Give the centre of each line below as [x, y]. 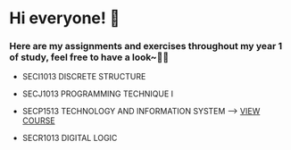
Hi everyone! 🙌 [65, 18]
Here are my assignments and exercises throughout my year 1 [146, 46]
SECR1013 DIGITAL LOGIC [70, 138]
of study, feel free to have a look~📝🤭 [89, 57]
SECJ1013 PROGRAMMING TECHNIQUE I [98, 94]
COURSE [38, 121]
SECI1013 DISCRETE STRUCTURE [84, 77]
